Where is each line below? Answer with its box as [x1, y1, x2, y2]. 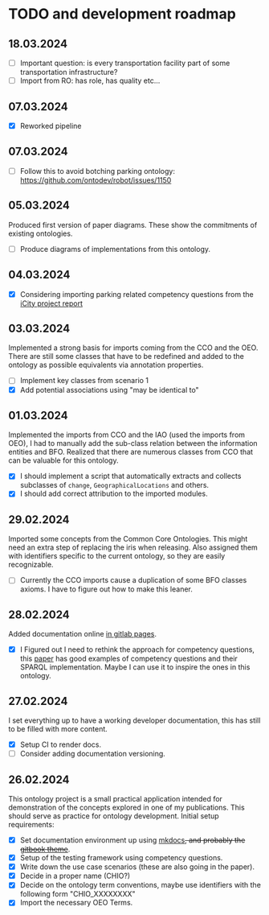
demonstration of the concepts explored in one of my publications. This [8, 802, 245, 812]
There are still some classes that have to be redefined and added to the [8, 352, 245, 361]
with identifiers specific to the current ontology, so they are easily [8, 551, 226, 561]
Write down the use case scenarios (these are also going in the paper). [19, 862, 255, 872]
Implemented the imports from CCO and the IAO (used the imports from [8, 430, 246, 439]
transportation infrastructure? [19, 68, 118, 77]
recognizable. [8, 560, 54, 570]
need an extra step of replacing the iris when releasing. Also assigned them [8, 542, 259, 552]
